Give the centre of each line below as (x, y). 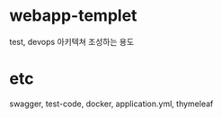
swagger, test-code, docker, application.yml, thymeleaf (111, 104)
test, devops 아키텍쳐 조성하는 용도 (72, 41)
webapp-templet (73, 16)
